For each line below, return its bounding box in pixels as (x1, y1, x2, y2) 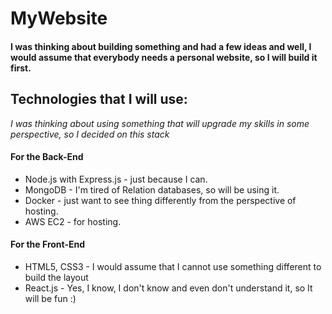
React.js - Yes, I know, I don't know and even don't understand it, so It (24, 282, 313, 294)
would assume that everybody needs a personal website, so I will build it (10, 51, 318, 63)
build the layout (24, 272, 89, 283)
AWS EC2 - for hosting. (24, 215, 122, 227)
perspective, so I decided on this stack (10, 128, 170, 140)
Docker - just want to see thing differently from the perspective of (24, 194, 297, 206)
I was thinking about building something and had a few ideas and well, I (10, 40, 312, 52)
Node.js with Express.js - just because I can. (24, 173, 208, 185)
